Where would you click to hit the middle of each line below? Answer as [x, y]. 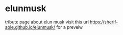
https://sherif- [104, 22]
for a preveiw [70, 27]
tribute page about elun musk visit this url [47, 22]
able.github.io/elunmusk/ [30, 27]
